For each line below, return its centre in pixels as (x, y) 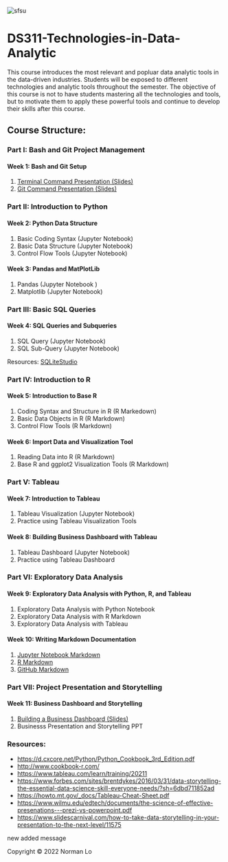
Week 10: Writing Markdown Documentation (71, 640)
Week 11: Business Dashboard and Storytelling (75, 704)
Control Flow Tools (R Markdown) (64, 426)
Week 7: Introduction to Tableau (54, 498)
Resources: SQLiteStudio (42, 361)
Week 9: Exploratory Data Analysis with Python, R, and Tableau (99, 594)
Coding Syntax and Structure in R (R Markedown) (87, 411)
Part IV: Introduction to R (49, 379)
